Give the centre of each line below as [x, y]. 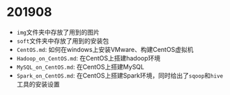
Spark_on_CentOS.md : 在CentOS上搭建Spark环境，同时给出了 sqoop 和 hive [120, 75]
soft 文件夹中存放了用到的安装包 [63, 41]
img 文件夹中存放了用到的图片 [58, 32]
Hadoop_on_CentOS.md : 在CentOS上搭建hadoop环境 [89, 58]
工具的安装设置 [38, 84]
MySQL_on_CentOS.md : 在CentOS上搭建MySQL [80, 67]
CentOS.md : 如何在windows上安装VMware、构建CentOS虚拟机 [105, 49]
